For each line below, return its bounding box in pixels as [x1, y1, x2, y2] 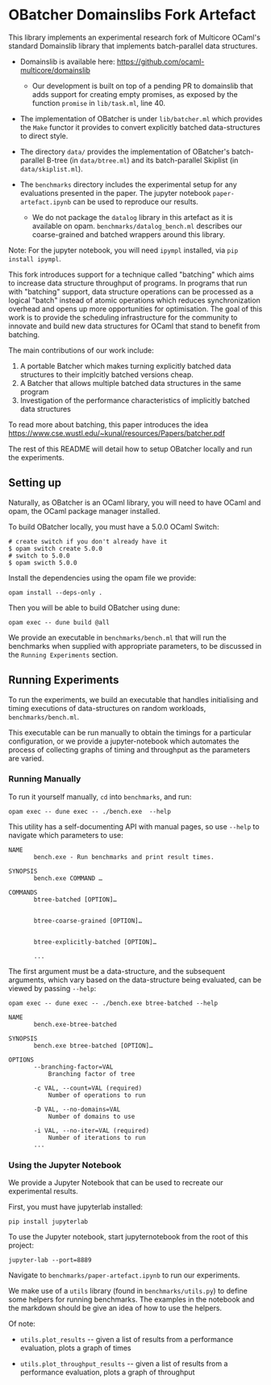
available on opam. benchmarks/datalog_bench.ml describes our [31, 221, 243, 231]
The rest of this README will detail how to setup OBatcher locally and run [8, 443, 252, 454]
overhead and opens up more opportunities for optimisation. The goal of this [8, 303, 263, 313]
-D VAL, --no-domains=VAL [33, 1105, 121, 1113]
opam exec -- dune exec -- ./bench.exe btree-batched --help [8, 999, 219, 1007]
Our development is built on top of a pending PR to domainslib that [31, 81, 254, 91]
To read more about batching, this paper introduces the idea [8, 419, 209, 430]
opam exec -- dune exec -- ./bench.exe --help [8, 807, 172, 815]
